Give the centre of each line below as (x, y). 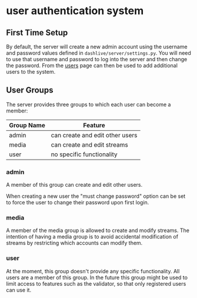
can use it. (19, 290)
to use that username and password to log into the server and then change (97, 59)
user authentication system (75, 11)
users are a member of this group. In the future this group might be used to (97, 277)
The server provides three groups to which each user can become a (89, 104)
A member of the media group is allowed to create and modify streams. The (98, 230)
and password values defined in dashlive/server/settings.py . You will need (98, 53)
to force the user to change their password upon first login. (78, 203)
